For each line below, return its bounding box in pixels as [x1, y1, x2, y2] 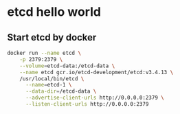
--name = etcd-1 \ [25, 82, 72, 89]
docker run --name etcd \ [7, 49, 81, 56]
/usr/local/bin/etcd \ [19, 75, 85, 82]
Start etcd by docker [7, 32, 97, 43]
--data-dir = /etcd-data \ [25, 88, 97, 95]
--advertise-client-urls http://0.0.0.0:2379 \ [25, 94, 165, 102]
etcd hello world [7, 4, 102, 20]
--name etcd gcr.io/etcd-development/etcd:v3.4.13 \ [19, 69, 174, 76]
